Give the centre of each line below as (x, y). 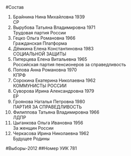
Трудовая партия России (39, 33)
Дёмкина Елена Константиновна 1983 (53, 49)
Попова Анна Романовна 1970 (45, 70)
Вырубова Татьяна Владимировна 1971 (54, 27)
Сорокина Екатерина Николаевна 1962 (54, 80)
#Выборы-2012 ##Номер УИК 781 (41, 148)
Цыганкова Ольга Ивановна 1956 (48, 123)
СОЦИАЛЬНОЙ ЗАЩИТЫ (40, 54)
